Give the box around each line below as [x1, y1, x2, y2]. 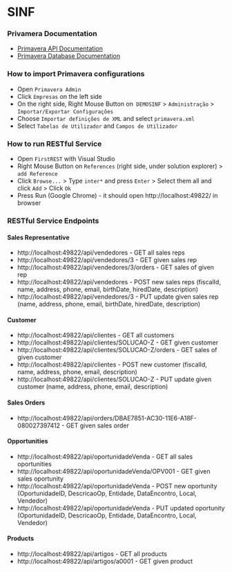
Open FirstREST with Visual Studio [17, 155, 115, 163]
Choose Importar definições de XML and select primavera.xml [17, 114, 195, 122]
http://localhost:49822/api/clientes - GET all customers [17, 331, 175, 340]
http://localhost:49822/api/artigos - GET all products [17, 550, 168, 558]
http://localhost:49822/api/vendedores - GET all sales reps [17, 248, 185, 257]
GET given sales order [66, 421, 130, 430]
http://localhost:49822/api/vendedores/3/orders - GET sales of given [17, 264, 214, 272]
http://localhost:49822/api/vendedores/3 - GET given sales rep [17, 256, 197, 264]
